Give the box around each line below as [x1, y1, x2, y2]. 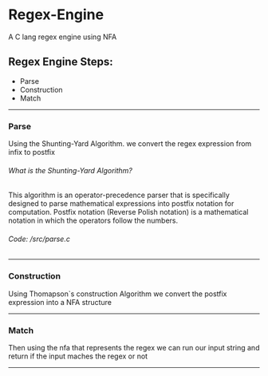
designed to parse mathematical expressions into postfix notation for [8, 199, 235, 208]
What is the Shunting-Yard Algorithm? [8, 165, 133, 175]
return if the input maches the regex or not [8, 351, 148, 361]
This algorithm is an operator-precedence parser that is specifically [8, 190, 230, 200]
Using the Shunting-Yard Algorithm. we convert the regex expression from [8, 139, 252, 148]
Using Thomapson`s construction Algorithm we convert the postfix [8, 289, 227, 299]
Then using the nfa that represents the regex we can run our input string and [8, 343, 260, 353]
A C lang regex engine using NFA [8, 32, 117, 42]
